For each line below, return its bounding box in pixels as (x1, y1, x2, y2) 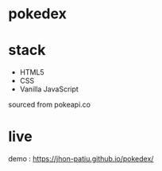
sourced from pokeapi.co (8, 100, 91, 110)
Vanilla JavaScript (19, 84, 79, 94)
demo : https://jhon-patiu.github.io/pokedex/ (8, 154, 154, 164)
